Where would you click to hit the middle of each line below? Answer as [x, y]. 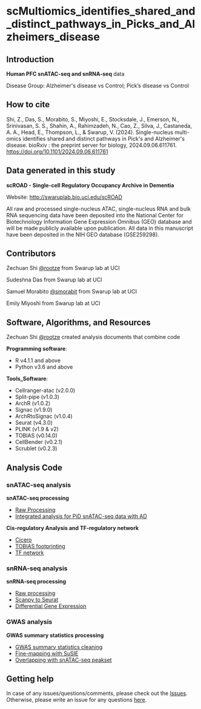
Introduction [30, 59]
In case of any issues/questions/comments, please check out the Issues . [97, 693]
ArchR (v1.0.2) [33, 403]
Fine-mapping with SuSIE [47, 653]
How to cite [28, 105]
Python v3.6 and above [44, 367]
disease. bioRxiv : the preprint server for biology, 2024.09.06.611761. [92, 145]
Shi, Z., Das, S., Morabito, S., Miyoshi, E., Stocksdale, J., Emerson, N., [93, 119]
